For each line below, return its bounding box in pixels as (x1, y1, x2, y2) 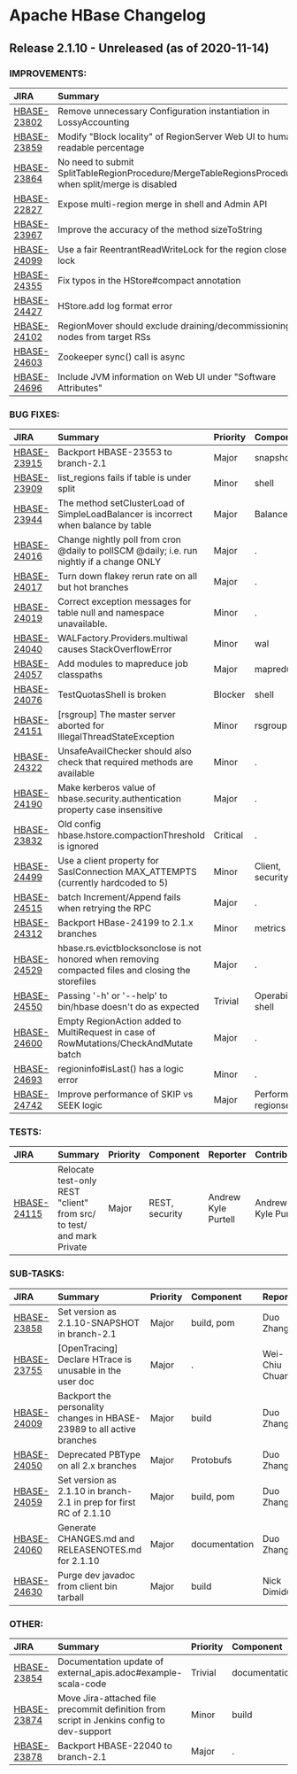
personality (57, 1400, 104, 1413)
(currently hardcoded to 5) (57, 877, 169, 889)
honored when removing (57, 953, 160, 965)
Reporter (208, 1149, 247, 1161)
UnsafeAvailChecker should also (57, 745, 192, 757)
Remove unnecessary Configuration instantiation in (57, 105, 270, 117)
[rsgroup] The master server (57, 709, 177, 721)
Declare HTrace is (57, 1352, 133, 1365)
